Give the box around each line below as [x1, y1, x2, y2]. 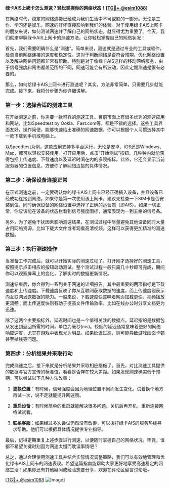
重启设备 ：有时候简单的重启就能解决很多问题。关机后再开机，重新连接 [12, 403, 159, 409]
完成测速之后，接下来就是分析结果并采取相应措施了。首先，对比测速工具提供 [5, 363, 165, 369]
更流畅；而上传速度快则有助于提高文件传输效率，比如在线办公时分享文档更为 [5, 300, 165, 306]
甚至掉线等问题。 [5, 336, 41, 342]
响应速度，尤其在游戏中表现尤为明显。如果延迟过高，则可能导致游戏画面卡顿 [5, 330, 165, 336]
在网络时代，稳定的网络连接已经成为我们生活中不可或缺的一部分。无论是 [5, 16, 156, 22]
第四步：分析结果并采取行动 [5, 350, 73, 357]
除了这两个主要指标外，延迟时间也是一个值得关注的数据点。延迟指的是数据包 [5, 317, 165, 323]
